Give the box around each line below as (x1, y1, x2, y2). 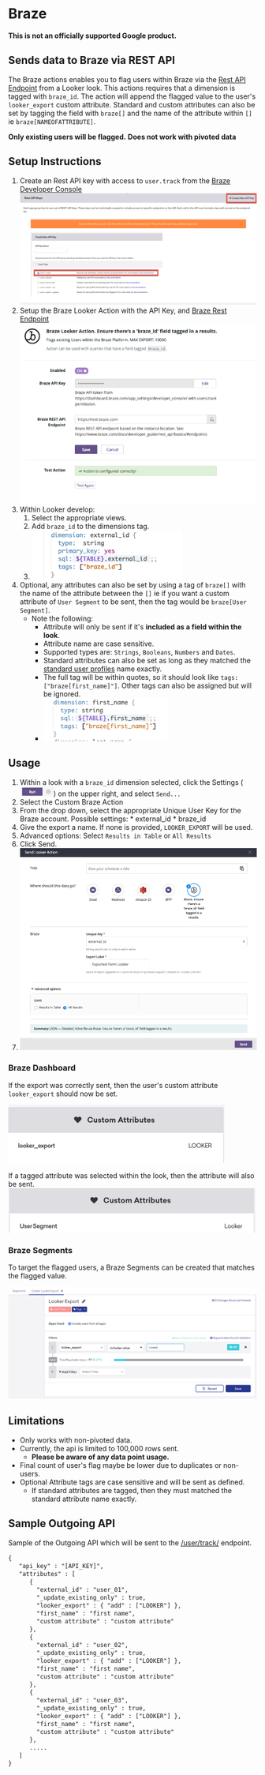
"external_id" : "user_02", (36, 1641, 129, 1649)
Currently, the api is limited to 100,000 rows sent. (19, 1443, 179, 1453)
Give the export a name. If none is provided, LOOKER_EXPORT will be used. (19, 822, 253, 831)
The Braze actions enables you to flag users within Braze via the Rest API (8, 74, 246, 84)
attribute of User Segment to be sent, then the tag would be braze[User (19, 597, 247, 606)
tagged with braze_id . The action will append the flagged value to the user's (8, 92, 256, 101)
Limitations (8, 1414, 65, 1428)
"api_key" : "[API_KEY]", (18, 1562, 104, 1570)
